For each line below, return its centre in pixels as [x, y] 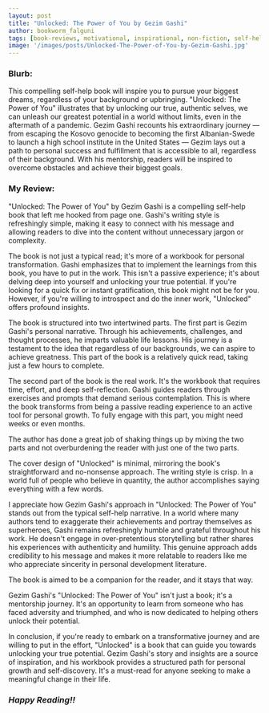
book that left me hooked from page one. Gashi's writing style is [114, 214]
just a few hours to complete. [56, 365]
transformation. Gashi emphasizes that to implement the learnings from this [133, 264]
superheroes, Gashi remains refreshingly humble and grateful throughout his [134, 530]
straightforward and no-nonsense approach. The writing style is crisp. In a [131, 471]
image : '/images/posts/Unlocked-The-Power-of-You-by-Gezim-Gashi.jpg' [128, 46]
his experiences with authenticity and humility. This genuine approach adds [133, 547]
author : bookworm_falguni [51, 31]
